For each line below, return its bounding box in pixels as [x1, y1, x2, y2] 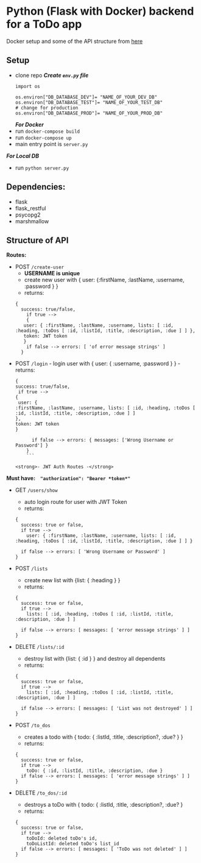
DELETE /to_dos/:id [15, 789, 67, 796]
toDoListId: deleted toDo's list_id [26, 841, 119, 847]
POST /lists [15, 565, 48, 572]
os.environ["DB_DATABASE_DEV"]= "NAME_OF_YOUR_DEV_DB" [15, 94, 158, 100]
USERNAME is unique [24, 270, 80, 277]
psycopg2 [15, 211, 41, 218]
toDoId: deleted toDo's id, [26, 835, 97, 842]
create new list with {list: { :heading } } [24, 577, 121, 584]
